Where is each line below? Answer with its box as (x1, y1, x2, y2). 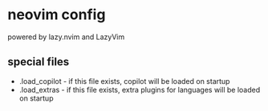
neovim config (7, 6, 106, 24)
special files (7, 55, 70, 69)
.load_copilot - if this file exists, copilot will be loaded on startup (18, 76, 230, 85)
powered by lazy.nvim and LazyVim (7, 32, 125, 42)
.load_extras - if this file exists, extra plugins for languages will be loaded (18, 85, 261, 94)
